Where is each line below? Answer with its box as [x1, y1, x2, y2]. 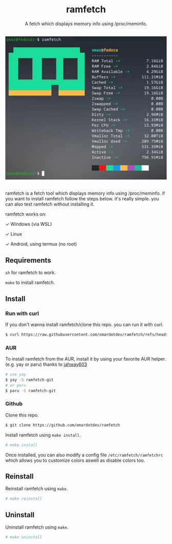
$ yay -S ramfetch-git [5, 377, 54, 382]
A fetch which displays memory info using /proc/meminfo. [25, 21, 147, 27]
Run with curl [5, 310, 39, 317]
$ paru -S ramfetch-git [5, 388, 56, 393]
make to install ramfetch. [5, 279, 55, 286]
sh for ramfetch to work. [5, 270, 56, 276]
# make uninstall [5, 535, 42, 540]
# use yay [5, 372, 27, 377]
